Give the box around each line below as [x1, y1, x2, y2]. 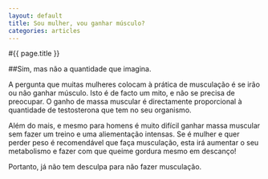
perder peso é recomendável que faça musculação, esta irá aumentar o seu [8, 138, 259, 148]
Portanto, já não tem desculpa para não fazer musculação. [8, 162, 202, 172]
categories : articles [8, 26, 81, 35]
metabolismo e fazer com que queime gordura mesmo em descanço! [8, 146, 237, 157]
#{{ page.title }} [8, 49, 60, 59]
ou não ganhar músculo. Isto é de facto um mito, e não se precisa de [8, 88, 235, 98]
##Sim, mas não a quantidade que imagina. [8, 64, 152, 74]
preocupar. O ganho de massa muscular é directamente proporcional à [8, 97, 242, 107]
